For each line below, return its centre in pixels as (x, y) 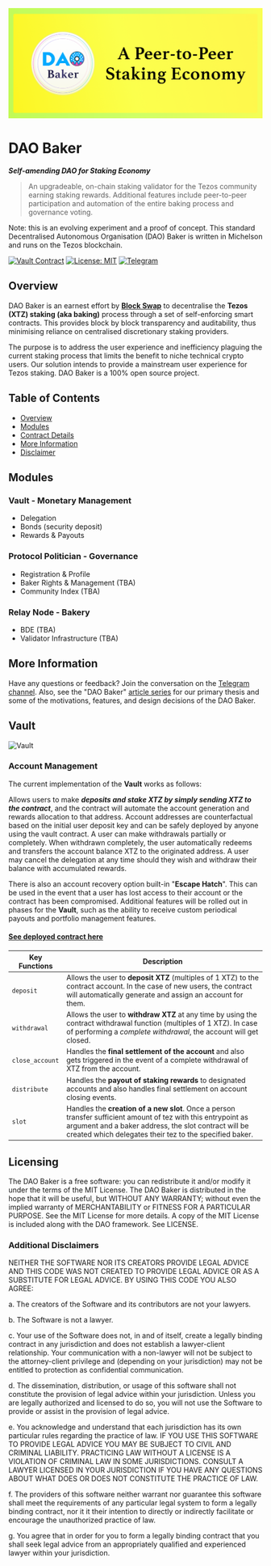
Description (163, 961)
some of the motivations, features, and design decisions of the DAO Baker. (132, 700)
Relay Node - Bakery (49, 612)
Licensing (33, 1162)
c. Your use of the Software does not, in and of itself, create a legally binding (135, 1335)
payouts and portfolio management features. (82, 918)
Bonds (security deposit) (61, 527)
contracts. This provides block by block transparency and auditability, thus (132, 323)
